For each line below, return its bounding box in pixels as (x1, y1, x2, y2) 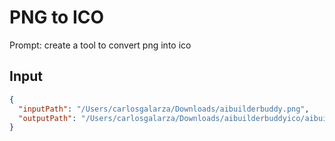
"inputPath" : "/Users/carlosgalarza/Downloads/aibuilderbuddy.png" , (18, 104, 310, 114)
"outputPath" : (18, 113, 77, 123)
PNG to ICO (9, 6, 105, 29)
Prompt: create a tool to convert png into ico (9, 39, 192, 51)
